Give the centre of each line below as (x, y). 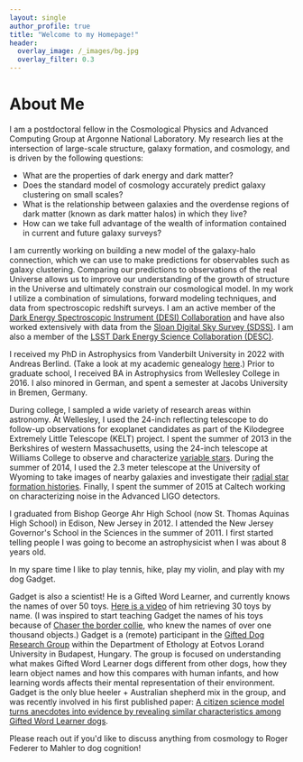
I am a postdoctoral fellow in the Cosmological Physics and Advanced (139, 129)
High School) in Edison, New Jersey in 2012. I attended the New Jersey (142, 523)
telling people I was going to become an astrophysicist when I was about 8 (148, 542)
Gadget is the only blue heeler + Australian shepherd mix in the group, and (148, 692)
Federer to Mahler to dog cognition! (75, 748)
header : (24, 43)
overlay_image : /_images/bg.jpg (78, 51)
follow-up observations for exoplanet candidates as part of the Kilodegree (147, 428)
